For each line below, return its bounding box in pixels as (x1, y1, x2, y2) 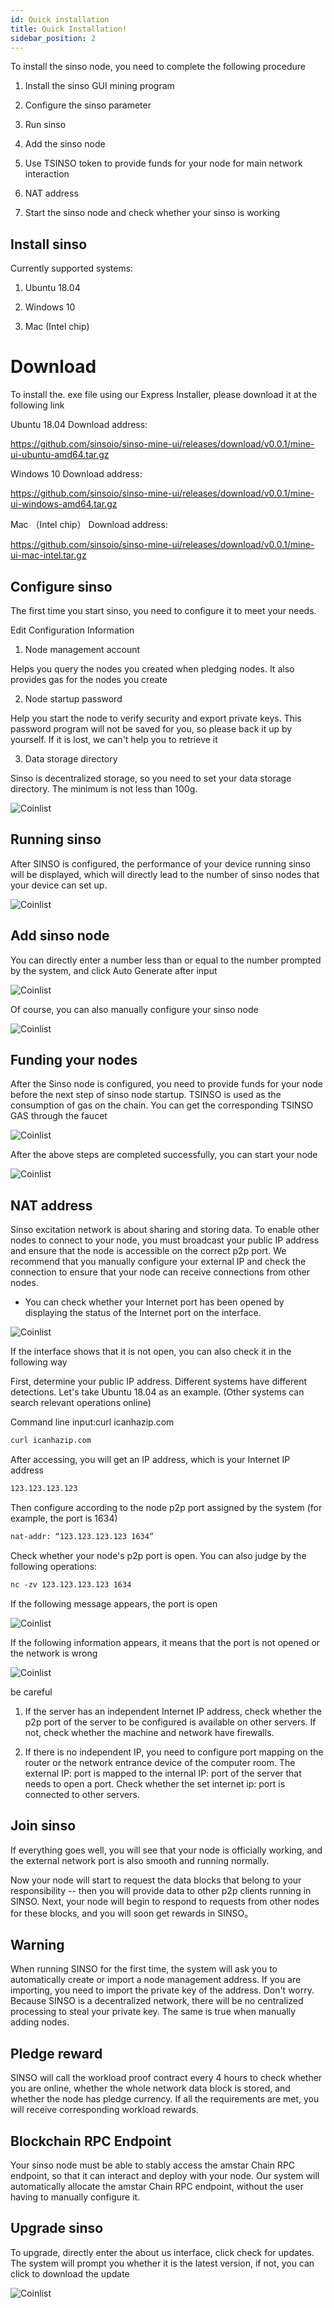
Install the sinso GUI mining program (24, 80, 175, 92)
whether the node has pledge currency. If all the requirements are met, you (10, 2093, 320, 2105)
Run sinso (24, 119, 67, 131)
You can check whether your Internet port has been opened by (24, 1296, 285, 1308)
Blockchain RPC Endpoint (10, 2132, 172, 2150)
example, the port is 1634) (10, 1512, 118, 1524)
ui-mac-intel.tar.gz (10, 549, 87, 561)
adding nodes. (10, 2016, 70, 2028)
